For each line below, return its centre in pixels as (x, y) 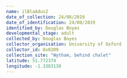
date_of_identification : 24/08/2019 (51, 22)
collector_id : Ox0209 (32, 50)
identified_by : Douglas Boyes (43, 28)
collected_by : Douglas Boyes (42, 39)
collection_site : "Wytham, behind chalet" (59, 55)
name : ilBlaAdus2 (27, 11)
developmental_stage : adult (40, 33)
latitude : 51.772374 (31, 60)
